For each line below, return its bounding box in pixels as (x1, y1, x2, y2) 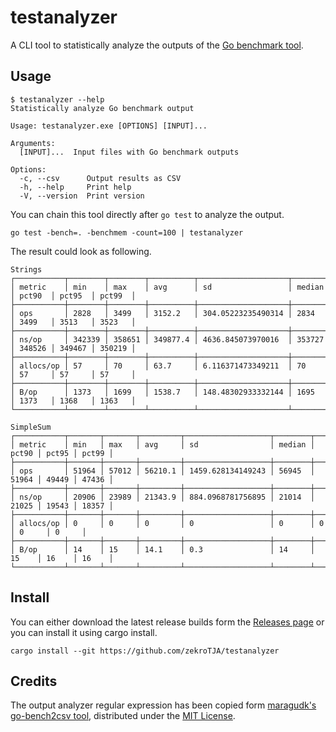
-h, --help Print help (19, 182, 132, 192)
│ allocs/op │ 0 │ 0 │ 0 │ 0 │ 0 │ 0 (10, 518, 325, 528)
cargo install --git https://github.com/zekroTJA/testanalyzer (10, 646, 280, 656)
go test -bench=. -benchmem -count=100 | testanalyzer (10, 227, 244, 238)
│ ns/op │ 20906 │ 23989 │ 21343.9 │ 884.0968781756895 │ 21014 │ (10, 492, 315, 502)
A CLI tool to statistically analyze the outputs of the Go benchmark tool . (10, 39, 304, 51)
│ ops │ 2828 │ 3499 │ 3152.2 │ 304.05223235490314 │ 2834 (10, 308, 315, 318)
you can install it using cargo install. (10, 626, 158, 638)
